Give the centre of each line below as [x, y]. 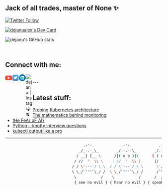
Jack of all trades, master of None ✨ [62, 8]
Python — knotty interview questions [49, 126]
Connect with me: [33, 65]
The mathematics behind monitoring [70, 115]
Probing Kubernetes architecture [66, 110]
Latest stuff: [52, 98]
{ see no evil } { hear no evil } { [112, 182]
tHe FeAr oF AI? [28, 120]
